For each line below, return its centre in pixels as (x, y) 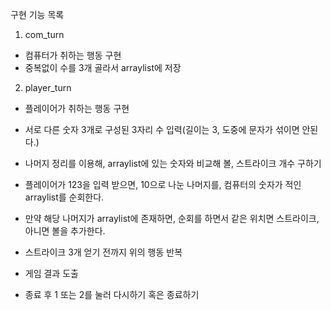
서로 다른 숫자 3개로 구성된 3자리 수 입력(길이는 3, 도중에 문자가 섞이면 (162, 129)
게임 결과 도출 (51, 273)
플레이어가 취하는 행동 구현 (77, 108)
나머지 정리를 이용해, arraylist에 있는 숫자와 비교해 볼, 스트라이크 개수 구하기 (173, 163)
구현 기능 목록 (37, 14)
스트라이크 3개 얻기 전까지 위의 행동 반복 (103, 252)
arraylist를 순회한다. (64, 197)
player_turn (48, 87)
